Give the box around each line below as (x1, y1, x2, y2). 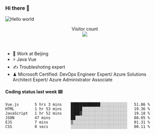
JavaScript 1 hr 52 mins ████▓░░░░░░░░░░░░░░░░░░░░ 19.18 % (5, 111, 150, 116)
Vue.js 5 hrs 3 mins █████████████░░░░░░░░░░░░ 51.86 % (5, 102, 150, 107)
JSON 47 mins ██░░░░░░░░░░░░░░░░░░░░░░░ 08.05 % (5, 115, 150, 120)
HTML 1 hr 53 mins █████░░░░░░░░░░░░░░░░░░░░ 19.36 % (5, 106, 150, 111)
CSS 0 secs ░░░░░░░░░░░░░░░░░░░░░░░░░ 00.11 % (5, 124, 150, 129)
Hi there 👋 (5, 5, 30, 12)
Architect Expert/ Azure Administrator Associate (12, 77, 113, 83)
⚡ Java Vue (12, 56, 37, 62)
